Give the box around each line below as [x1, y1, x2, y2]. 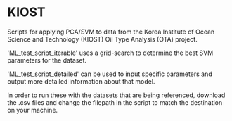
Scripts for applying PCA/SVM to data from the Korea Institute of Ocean [7, 27, 215, 36]
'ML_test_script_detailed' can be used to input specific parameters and [7, 70, 212, 78]
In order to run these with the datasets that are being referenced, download [7, 91, 226, 99]
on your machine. [7, 106, 58, 114]
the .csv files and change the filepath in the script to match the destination [7, 98, 223, 106]
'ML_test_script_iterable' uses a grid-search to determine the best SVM [7, 49, 214, 57]
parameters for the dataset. [7, 56, 86, 64]
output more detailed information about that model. [7, 77, 155, 85]
